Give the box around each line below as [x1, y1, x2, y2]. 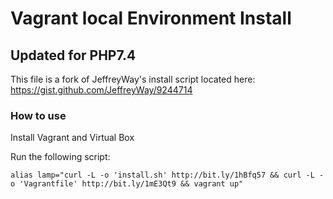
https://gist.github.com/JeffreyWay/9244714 [10, 84, 193, 96]
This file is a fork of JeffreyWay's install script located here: [10, 73, 256, 85]
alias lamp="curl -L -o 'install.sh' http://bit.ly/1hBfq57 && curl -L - [10, 170, 325, 181]
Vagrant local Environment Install [10, 7, 292, 30]
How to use [10, 108, 67, 122]
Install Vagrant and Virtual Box [10, 132, 135, 144]
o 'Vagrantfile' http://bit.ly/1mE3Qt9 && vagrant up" [10, 179, 244, 189]
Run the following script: [10, 151, 111, 163]
